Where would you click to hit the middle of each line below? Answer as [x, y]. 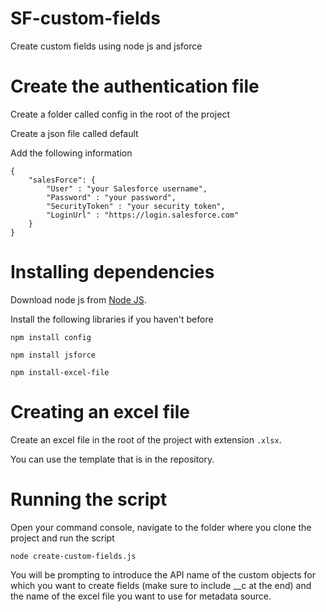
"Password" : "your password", [111, 197]
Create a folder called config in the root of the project [120, 114]
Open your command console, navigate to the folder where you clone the [161, 527]
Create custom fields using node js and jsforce [106, 46]
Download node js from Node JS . [78, 299]
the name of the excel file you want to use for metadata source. [141, 596]
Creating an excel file [100, 412]
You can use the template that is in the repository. [112, 459]
